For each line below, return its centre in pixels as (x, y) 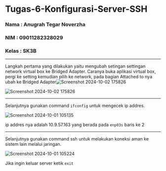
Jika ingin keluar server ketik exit (39, 163)
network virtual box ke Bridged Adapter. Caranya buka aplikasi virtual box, (81, 71)
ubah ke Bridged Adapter (31, 82)
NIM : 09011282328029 (34, 38)
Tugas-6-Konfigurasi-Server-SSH (76, 9)
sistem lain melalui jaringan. (33, 144)
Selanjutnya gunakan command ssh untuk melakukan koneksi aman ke (77, 139)
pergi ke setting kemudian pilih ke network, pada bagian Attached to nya (79, 77)
